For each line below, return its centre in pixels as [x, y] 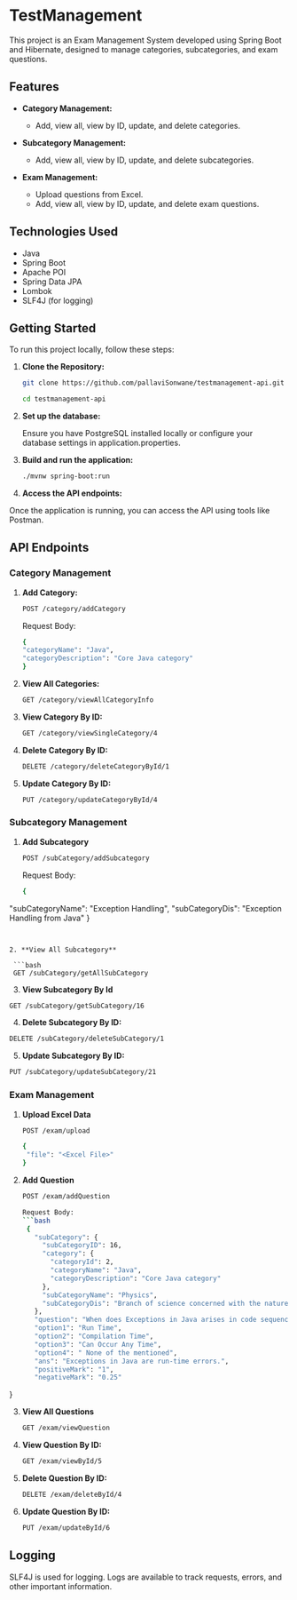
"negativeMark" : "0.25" [78, 1378]
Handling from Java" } [50, 918]
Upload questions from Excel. [89, 194]
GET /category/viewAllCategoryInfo [88, 700]
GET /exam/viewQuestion [66, 1428]
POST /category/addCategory [74, 609]
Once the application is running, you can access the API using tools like [140, 510]
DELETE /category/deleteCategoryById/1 [96, 766]
